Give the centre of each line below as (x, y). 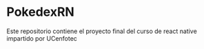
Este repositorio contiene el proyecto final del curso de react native (102, 31)
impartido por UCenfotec (42, 38)
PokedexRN (41, 12)
